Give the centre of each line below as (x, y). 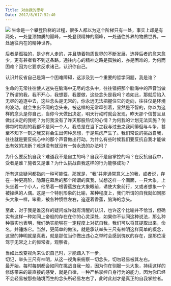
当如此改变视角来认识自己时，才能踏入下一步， (54, 253)
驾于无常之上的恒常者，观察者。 (39, 242)
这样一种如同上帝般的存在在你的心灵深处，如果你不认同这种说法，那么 (88, 216)
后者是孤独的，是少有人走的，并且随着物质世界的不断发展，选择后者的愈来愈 (85, 54)
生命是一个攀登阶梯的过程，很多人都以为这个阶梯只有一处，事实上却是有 (87, 30)
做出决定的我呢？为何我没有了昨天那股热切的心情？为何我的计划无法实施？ (83, 120)
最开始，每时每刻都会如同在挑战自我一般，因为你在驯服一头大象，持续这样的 (85, 266)
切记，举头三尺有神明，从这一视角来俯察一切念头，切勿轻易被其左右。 (79, 259)
